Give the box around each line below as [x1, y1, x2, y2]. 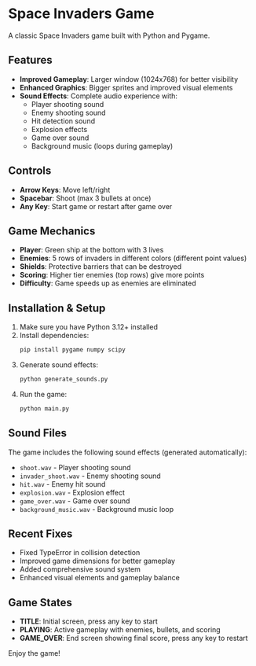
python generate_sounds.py [19, 375, 108, 384]
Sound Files [8, 426, 67, 440]
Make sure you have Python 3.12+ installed [19, 322, 159, 332]
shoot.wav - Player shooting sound [19, 462, 131, 472]
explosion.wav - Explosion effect [19, 488, 126, 497]
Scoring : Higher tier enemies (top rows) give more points [19, 270, 205, 280]
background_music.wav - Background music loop [19, 504, 174, 513]
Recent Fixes [8, 528, 73, 541]
